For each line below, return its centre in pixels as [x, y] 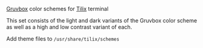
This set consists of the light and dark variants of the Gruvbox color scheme [102, 20]
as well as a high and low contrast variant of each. [69, 27]
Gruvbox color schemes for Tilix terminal [57, 9]
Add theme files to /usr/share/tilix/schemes [63, 39]
